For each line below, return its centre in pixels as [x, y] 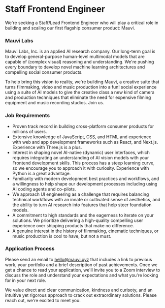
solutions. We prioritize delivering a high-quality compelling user [78, 220]
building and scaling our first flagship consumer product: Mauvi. [70, 28]
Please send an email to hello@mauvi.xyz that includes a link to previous [79, 259]
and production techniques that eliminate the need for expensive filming [78, 97]
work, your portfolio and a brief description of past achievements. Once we [81, 265]
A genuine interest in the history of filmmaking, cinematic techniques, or [85, 231]
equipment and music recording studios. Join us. [55, 103]
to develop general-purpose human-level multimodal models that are [75, 57]
